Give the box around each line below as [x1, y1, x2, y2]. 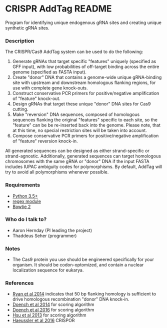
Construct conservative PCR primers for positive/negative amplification [12, 90, 159, 96]
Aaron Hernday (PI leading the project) [12, 227, 92, 233]
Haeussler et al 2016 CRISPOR [12, 317, 75, 323]
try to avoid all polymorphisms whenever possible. [5, 169, 109, 175]
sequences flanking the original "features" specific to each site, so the [12, 117, 157, 123]
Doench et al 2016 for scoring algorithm [12, 307, 94, 313]
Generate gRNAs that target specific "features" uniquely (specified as [12, 58, 156, 64]
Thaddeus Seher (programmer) [12, 232, 77, 238]
